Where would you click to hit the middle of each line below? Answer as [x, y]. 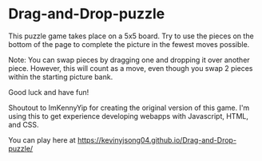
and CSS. [24, 124]
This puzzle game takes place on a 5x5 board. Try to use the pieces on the [131, 36]
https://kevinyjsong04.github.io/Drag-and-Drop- [157, 139]
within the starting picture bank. [61, 77]
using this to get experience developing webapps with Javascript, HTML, [129, 116]
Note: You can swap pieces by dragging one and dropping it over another [129, 60]
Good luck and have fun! [49, 92]
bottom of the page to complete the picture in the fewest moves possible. [129, 44]
